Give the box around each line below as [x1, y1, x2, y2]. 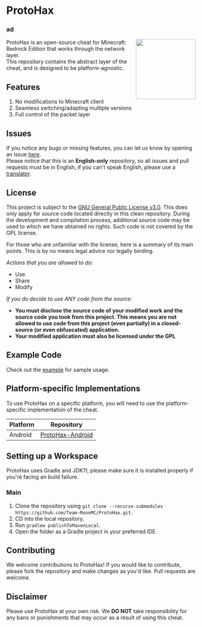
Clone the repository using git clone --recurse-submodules [14, 502, 164, 509]
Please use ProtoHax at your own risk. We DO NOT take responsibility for [6, 608, 188, 615]
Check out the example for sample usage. [6, 366, 110, 373]
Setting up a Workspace [6, 451, 98, 461]
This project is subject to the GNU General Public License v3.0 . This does [6, 203, 188, 211]
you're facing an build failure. [6, 473, 79, 480]
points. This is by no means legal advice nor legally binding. [6, 247, 155, 254]
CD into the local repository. [14, 515, 85, 522]
